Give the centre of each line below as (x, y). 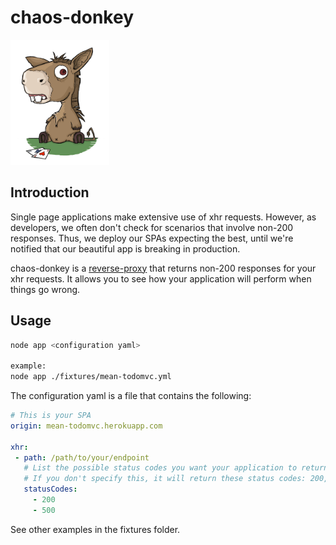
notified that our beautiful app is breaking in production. (125, 248)
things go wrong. (45, 289)
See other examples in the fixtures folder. (95, 529)
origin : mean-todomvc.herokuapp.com (86, 426)
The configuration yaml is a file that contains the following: (131, 396)
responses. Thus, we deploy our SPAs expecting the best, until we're (152, 238)
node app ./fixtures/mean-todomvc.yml (91, 377)
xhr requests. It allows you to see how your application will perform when (161, 278)
